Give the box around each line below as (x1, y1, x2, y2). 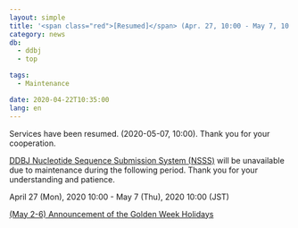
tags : (9, 71, 29, 80)
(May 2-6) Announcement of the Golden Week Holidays (9, 208, 214, 219)
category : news (9, 30, 66, 38)
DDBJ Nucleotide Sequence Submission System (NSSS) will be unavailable (9, 155, 286, 165)
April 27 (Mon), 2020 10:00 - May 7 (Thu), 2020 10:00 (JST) (9, 191, 230, 202)
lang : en (9, 104, 42, 113)
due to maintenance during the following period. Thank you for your (9, 165, 259, 175)
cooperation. (9, 138, 56, 148)
